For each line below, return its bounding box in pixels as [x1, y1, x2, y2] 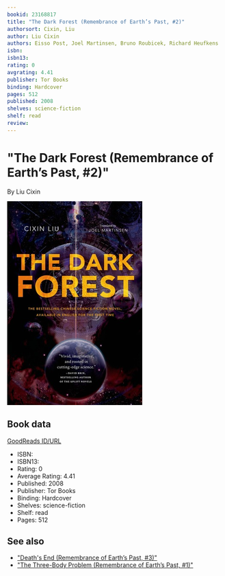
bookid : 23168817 [7, 11, 57, 18]
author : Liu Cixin [7, 33, 59, 40]
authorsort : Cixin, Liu [7, 25, 75, 32]
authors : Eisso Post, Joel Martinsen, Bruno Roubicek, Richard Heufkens [7, 40, 219, 47]
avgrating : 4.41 [7, 69, 53, 76]
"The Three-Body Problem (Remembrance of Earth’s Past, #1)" [16, 561, 194, 569]
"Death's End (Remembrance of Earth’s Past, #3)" [16, 553, 157, 562]
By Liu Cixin [7, 187, 41, 196]
